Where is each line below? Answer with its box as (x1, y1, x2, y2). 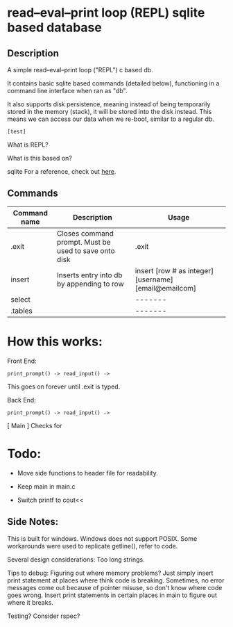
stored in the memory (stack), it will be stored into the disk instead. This (7, 108, 212, 115)
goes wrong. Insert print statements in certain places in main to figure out (7, 591, 217, 599)
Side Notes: (7, 516, 59, 528)
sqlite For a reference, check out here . (7, 168, 116, 175)
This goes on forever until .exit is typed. (7, 382, 121, 391)
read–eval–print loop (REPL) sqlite (7, 5, 205, 21)
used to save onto (56, 245, 116, 255)
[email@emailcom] (135, 283, 196, 293)
